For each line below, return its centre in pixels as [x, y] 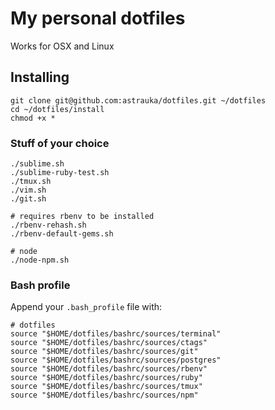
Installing [40, 77]
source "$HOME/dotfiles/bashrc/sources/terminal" [116, 334]
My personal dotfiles [98, 18]
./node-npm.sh [40, 260]
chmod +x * [33, 118]
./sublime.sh [37, 164]
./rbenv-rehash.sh [48, 225]
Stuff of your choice [60, 143]
